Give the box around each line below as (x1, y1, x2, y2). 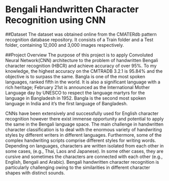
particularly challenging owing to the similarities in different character (5, 164, 151, 170)
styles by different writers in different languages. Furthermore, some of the (5, 132, 162, 138)
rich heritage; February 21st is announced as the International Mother (5, 84, 150, 90)
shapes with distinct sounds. (5, 169, 65, 176)
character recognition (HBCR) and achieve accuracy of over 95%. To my (5, 63, 157, 69)
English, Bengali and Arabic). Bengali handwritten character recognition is (5, 159, 159, 165)
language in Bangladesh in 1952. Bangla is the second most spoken (5, 95, 146, 101)
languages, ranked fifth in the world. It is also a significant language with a (5, 79, 161, 85)
